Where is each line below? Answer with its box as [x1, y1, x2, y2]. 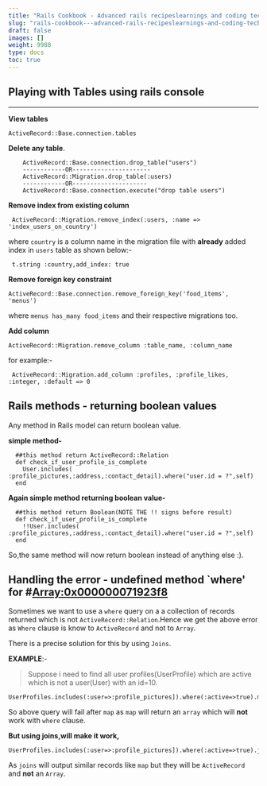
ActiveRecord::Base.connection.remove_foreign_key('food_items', [8, 289, 229, 298]
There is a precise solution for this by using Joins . [8, 639, 172, 649]
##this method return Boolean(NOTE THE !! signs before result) [15, 508, 233, 517]
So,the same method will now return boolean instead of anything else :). [8, 550, 244, 559]
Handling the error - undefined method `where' [8, 573, 246, 587]
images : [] [8, 33, 44, 42]
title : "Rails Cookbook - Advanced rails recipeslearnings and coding [8, 11, 247, 20]
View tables [8, 114, 48, 123]
